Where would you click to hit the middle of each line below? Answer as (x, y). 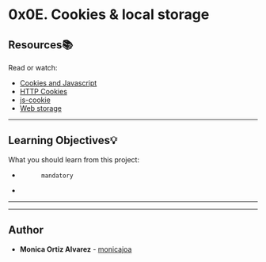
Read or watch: (33, 68)
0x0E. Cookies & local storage (109, 15)
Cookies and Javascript (58, 83)
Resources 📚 (41, 45)
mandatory (57, 176)
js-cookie (35, 100)
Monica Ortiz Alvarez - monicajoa (76, 249)
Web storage (40, 108)
